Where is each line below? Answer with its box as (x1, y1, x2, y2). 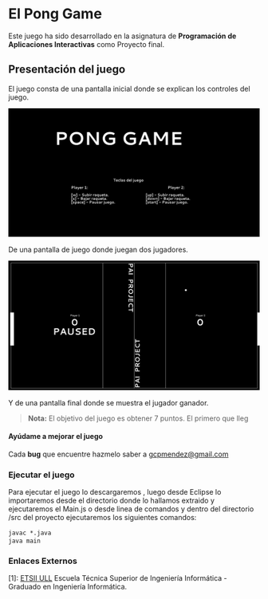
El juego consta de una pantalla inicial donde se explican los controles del (8, 84, 250, 93)
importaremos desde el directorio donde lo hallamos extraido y (8, 495, 215, 506)
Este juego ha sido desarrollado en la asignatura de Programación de (8, 31, 237, 41)
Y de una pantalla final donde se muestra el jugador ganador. (8, 397, 209, 407)
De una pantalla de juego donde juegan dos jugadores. (8, 245, 189, 255)
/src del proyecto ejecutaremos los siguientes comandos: (8, 513, 197, 523)
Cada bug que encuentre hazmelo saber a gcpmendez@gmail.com (8, 449, 229, 459)
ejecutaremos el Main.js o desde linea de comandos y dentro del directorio (8, 504, 254, 514)
